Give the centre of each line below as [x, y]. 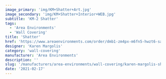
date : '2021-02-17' [25, 69]
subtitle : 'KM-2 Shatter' [32, 19]
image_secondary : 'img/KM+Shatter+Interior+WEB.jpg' [61, 14]
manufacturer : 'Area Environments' [42, 55]
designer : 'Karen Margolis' [34, 46]
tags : [11, 23]
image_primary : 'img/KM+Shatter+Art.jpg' [48, 10]
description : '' [22, 60]
